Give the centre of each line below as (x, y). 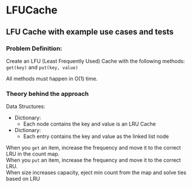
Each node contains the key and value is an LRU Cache (90, 124)
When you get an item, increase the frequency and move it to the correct (93, 148)
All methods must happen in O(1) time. (52, 78)
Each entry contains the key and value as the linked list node (96, 136)
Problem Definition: (34, 49)
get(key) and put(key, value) (42, 67)
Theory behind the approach (48, 93)
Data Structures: (26, 106)
